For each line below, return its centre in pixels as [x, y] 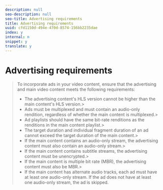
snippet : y [16, 42]
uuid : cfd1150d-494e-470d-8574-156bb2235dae [51, 28]
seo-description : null [28, 14]
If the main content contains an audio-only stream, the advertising [91, 140]
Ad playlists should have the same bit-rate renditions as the [84, 120]
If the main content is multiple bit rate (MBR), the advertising [85, 161]
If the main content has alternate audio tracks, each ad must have [91, 172]
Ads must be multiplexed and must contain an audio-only [82, 109]
